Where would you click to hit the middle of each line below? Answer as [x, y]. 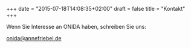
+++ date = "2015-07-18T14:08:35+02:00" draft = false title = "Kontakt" [96, 9]
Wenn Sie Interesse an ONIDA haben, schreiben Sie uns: [76, 27]
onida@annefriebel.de [34, 38]
